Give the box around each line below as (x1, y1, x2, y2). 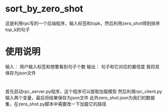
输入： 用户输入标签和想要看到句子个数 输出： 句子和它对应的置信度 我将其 (5, 63, 159, 69)
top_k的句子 (5, 26, 30, 33)
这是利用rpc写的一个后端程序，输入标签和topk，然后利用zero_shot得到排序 (5, 20, 160, 26)
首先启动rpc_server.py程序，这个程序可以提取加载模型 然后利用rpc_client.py (5, 88, 162, 94)
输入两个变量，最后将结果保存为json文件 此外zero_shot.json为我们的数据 (5, 95, 155, 101)
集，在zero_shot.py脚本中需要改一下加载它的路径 (5, 101, 107, 107)
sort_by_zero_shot (5, 3, 84, 15)
